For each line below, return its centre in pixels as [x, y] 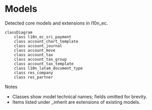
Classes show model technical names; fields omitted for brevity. [80, 96]
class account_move [35, 50]
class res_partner [34, 77]
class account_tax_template [44, 64]
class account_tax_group [40, 59]
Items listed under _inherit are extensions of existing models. [76, 102]
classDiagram [19, 32]
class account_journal [38, 46]
